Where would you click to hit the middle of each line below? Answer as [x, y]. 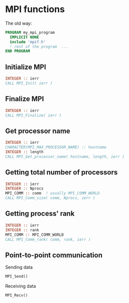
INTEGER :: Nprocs [24, 189]
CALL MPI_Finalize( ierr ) [33, 115]
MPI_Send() [17, 277]
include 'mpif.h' [28, 42]
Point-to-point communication [54, 255]
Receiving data [21, 286]
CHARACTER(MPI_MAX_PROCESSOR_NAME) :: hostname [56, 147]
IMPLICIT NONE [24, 37]
